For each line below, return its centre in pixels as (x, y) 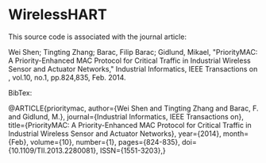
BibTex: (20, 92)
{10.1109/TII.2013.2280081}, (53, 150)
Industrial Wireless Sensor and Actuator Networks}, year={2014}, (115, 134)
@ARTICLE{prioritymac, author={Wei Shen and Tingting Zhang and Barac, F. (134, 108)
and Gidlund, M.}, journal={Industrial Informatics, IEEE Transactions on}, (126, 116)
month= (235, 134)
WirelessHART (58, 15)
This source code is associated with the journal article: (97, 37)
